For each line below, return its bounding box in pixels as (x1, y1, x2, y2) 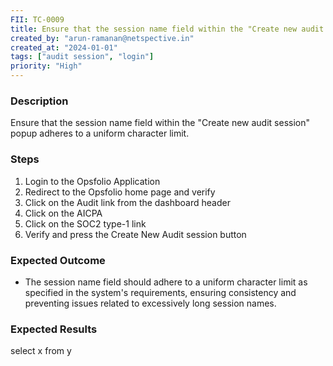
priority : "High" (10, 61, 83, 71)
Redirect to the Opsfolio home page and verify (24, 186, 216, 198)
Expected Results (10, 322, 98, 336)
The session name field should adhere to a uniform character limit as (24, 276, 308, 288)
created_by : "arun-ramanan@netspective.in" (10, 33, 195, 43)
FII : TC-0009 (10, 14, 65, 25)
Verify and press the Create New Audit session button (24, 228, 247, 240)
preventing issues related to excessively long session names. (24, 297, 277, 309)
